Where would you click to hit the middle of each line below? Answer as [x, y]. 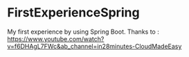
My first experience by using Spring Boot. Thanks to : [83, 32]
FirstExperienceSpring [73, 13]
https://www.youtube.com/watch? [56, 38]
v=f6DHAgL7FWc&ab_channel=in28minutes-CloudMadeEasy [94, 46]
